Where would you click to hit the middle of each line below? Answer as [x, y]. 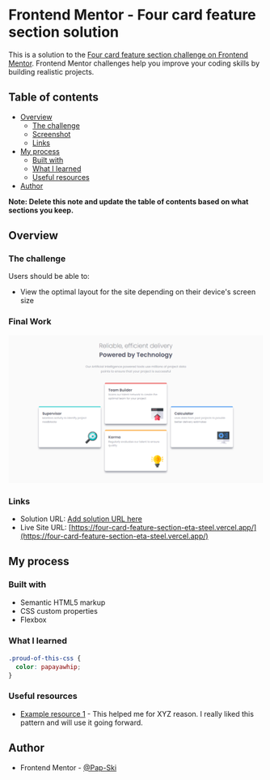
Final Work [30, 322]
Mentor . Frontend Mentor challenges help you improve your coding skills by [134, 63]
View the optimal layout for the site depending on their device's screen [138, 292]
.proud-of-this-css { [45, 658]
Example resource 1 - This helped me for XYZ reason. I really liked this [137, 714]
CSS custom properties [59, 611]
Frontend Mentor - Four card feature [132, 15]
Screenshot [51, 134]
